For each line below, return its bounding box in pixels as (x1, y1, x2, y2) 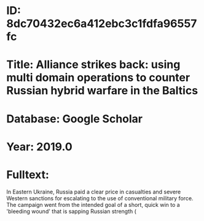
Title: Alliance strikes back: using (6, 58, 181, 72)
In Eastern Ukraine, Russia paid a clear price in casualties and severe (6, 188, 181, 195)
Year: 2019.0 (6, 140, 73, 154)
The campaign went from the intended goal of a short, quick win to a (6, 201, 180, 208)
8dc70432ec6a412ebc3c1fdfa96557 (6, 17, 197, 31)
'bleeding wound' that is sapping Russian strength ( (6, 208, 137, 215)
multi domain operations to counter (6, 71, 190, 84)
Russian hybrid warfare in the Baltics (6, 84, 198, 98)
